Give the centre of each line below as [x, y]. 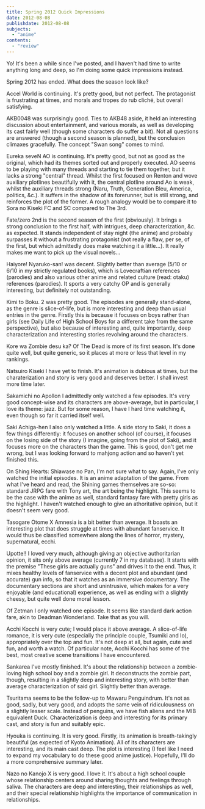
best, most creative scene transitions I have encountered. [78, 655]
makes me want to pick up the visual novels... [63, 252]
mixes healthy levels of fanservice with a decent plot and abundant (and [97, 573]
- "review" [26, 46]
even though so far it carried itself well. [56, 415]
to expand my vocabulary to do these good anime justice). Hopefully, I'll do [101, 755]
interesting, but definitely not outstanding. [59, 290]
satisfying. [19, 106]
